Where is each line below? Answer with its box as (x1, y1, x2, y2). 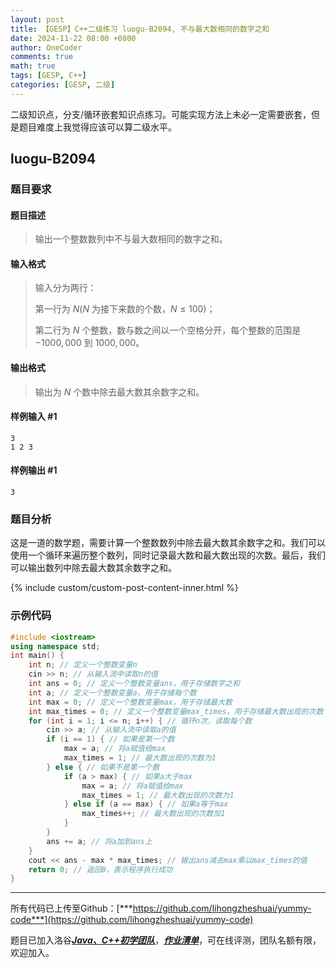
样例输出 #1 (10, 464, 58, 476)
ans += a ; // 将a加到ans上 (46, 836, 153, 846)
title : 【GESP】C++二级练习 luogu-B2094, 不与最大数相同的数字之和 (10, 24, 270, 34)
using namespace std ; (10, 641, 101, 651)
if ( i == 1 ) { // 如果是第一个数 (46, 734, 175, 745)
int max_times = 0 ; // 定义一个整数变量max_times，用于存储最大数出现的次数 (28, 706, 324, 716)
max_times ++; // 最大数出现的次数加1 (81, 809, 226, 819)
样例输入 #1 (10, 411, 58, 423)
